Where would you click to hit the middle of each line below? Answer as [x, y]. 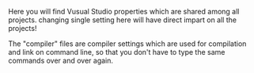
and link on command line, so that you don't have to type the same [117, 52]
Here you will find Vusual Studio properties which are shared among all [124, 12]
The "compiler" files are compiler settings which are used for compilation [127, 44]
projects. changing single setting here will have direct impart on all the [123, 20]
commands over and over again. [61, 60]
